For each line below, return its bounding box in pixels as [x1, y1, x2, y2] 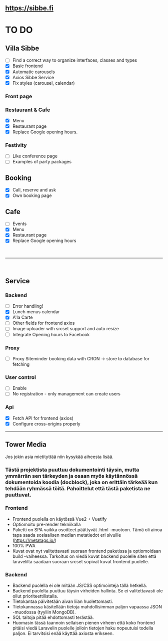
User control [5, 373, 36, 380]
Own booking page [12, 192, 52, 198]
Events [12, 221, 27, 227]
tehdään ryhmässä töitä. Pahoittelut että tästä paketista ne [5, 485, 151, 492]
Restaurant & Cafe [5, 106, 50, 113]
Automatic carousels [12, 69, 55, 75]
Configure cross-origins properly [12, 420, 81, 426]
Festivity [5, 142, 27, 149]
